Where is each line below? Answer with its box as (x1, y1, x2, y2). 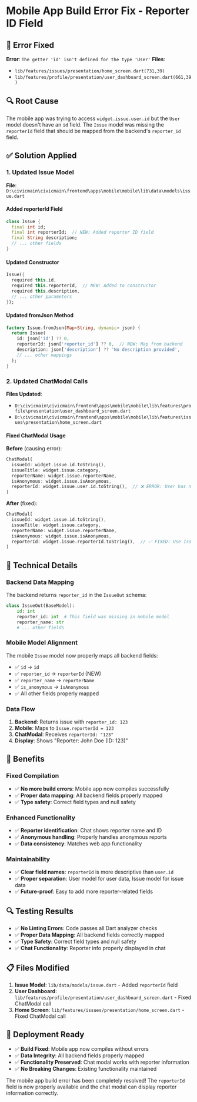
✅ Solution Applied (6, 151, 77, 161)
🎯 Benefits (6, 754, 45, 764)
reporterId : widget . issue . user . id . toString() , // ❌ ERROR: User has (11, 484, 186, 490)
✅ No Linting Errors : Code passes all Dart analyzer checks (14, 925, 158, 932)
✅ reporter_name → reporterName (14, 676, 95, 683)
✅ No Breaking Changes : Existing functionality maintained (14, 1065, 157, 1072)
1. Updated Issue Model (6, 168, 75, 177)
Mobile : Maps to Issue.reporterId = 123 (14, 725, 114, 732)
